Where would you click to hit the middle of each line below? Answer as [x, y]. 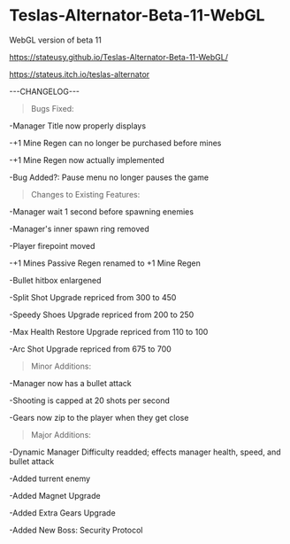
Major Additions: [61, 434]
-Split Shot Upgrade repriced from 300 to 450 [93, 297]
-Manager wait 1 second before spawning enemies [102, 211]
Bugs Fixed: [52, 108]
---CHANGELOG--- [45, 91]
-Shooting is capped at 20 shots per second [90, 400]
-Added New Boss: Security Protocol [76, 530]
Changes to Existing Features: [85, 194]
